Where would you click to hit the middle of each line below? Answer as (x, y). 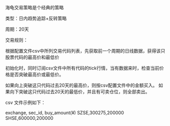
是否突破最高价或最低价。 (37, 74)
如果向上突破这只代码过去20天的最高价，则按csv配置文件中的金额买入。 (81, 85)
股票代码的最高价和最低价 (32, 57)
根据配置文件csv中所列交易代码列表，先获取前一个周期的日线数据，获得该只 (85, 51)
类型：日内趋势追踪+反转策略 (36, 18)
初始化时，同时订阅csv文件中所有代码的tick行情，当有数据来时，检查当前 (82, 68)
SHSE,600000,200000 (29, 118)
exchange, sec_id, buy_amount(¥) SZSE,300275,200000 (65, 113)
